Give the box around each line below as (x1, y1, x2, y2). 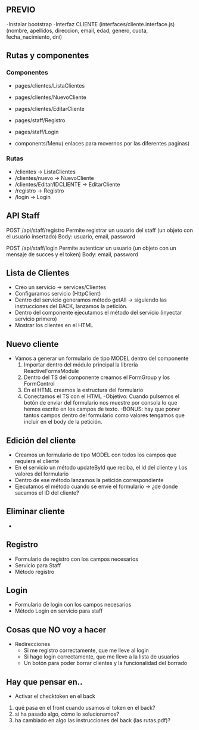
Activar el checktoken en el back (14, 692, 95, 700)
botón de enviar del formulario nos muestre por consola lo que (23, 399, 178, 406)
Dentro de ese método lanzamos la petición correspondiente (14, 477, 164, 484)
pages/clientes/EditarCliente (14, 105, 85, 112)
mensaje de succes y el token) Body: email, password (6, 250, 138, 258)
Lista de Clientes (6, 268, 70, 278)
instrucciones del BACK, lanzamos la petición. (14, 303, 128, 310)
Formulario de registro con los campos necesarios (14, 555, 139, 563)
